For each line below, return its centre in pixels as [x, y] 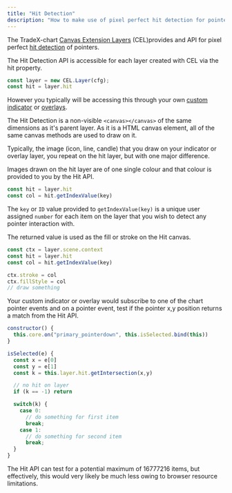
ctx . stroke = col [32, 275]
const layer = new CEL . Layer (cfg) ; [58, 80]
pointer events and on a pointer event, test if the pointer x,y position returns [115, 309]
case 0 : [30, 411]
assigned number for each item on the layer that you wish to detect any [107, 216]
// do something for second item [74, 436]
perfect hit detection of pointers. [54, 47]
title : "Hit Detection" [41, 13]
